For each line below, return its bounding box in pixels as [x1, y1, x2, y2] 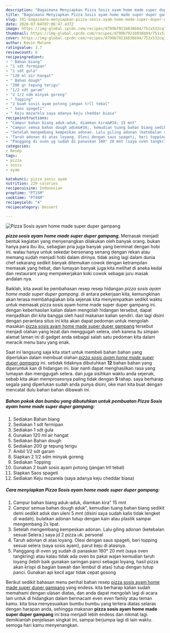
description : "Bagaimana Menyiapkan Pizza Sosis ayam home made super [6, 7, 157, 13]
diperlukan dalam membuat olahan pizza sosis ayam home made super [6, 354, 154, 360]
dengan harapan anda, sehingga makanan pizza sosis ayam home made [6, 606, 158, 612]
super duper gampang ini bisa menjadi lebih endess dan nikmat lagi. [6, 611, 149, 617]
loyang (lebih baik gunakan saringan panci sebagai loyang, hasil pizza [13, 559, 158, 565]
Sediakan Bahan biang [13, 416, 60, 422]
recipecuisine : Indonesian [6, 186, 63, 191]
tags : [6, 153, 17, 158]
